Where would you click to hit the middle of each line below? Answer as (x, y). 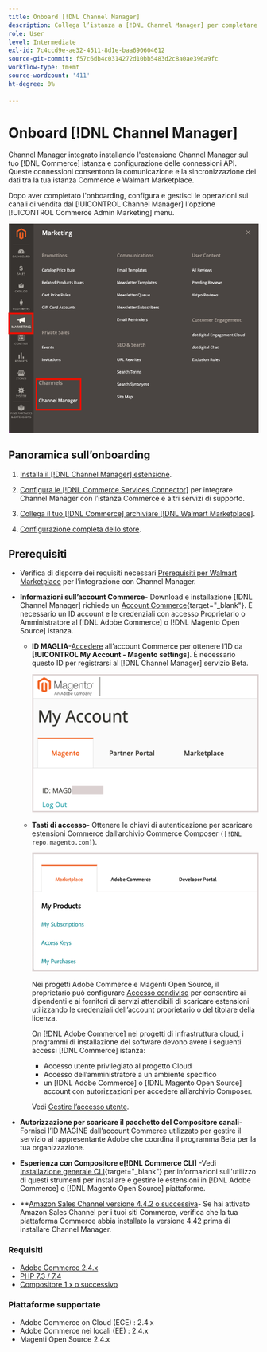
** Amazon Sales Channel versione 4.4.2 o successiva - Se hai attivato (135, 1204)
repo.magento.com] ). (64, 842)
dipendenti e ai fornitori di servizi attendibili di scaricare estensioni (140, 1001)
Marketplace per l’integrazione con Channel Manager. (108, 582)
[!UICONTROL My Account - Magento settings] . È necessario (133, 655)
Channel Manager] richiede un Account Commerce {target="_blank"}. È (136, 605)
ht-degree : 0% (32, 84)
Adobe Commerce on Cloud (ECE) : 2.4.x (87, 1322)
